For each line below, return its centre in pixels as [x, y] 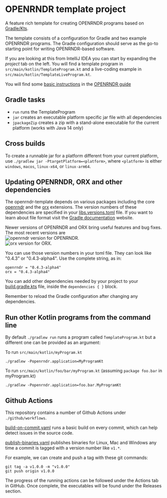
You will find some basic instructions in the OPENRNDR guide [68, 84]
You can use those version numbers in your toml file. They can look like [79, 253]
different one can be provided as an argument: [53, 343]
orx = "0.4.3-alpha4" [28, 272]
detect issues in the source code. [39, 433]
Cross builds [25, 144]
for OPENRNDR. [63, 238]
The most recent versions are [35, 233]
